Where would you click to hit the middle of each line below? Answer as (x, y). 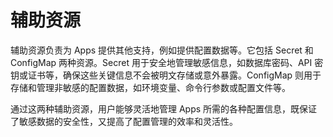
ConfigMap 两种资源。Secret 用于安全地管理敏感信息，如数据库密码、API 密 (167, 62)
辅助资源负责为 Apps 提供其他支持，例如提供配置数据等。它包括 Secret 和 (162, 50)
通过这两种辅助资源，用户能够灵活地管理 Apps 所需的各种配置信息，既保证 (164, 108)
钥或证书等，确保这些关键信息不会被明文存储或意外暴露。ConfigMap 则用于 (166, 75)
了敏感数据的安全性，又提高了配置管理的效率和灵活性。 (124, 121)
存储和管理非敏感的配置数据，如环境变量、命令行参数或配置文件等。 (150, 87)
